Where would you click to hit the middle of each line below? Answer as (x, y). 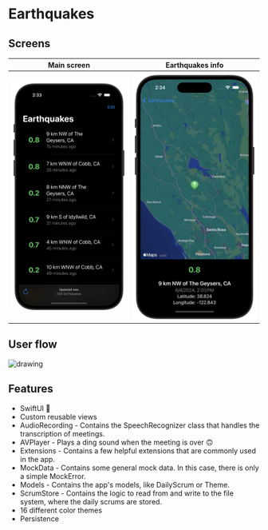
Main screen (69, 65)
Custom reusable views (58, 416)
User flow (33, 345)
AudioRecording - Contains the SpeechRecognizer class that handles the (140, 425)
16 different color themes (61, 510)
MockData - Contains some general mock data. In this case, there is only (139, 468)
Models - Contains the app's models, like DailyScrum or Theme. (124, 484)
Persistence (39, 518)
